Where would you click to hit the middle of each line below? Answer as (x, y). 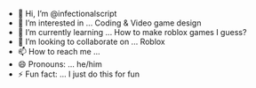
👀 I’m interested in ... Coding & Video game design (109, 23)
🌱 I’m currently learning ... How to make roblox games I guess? (132, 32)
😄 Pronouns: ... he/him (60, 64)
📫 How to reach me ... (59, 51)
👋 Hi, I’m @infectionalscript (67, 14)
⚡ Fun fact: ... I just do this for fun (79, 74)
